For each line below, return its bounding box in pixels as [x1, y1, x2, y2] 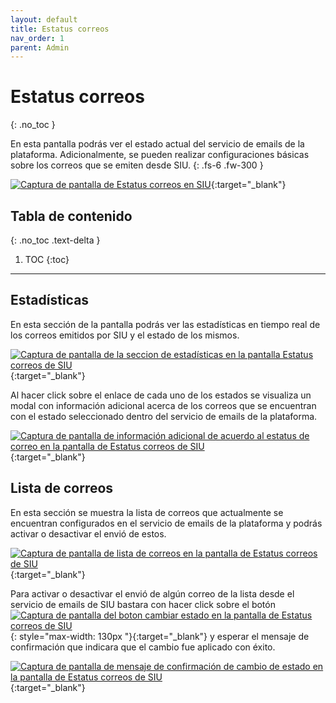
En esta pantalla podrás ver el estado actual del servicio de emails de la [10, 138, 305, 150]
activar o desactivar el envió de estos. [10, 527, 167, 540]
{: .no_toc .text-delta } [10, 234, 101, 246]
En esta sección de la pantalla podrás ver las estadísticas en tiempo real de [10, 318, 321, 330]
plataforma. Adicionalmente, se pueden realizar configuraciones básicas [10, 149, 310, 161]
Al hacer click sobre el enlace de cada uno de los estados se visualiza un [10, 389, 312, 401]
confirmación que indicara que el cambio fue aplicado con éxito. [10, 641, 276, 653]
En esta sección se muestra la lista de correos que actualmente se [10, 506, 284, 518]
